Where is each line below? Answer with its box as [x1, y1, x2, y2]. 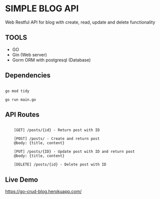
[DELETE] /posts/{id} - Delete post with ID [14, 162, 107, 167]
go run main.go [5, 97, 36, 102]
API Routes [5, 110, 40, 118]
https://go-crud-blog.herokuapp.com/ [5, 189, 82, 195]
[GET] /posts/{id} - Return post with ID [14, 128, 100, 133]
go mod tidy [5, 88, 29, 93]
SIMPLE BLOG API [5, 3, 79, 14]
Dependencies [5, 71, 51, 80]
